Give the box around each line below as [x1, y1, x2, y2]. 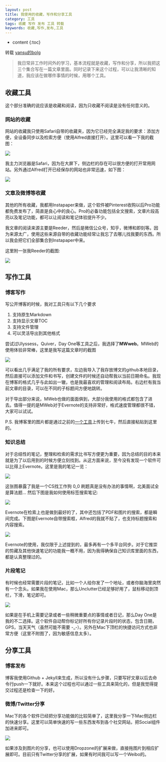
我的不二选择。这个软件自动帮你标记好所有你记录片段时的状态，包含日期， [5, 618, 157, 624]
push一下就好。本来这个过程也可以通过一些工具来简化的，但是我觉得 [13, 681, 154, 687]
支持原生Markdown [12, 312, 52, 318]
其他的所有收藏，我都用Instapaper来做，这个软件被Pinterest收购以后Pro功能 [5, 202, 161, 208]
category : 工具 [5, 16, 35, 21]
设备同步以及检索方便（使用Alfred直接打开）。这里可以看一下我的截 [18, 134, 154, 140]
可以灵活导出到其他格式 [12, 330, 60, 336]
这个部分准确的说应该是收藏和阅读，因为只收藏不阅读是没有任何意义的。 [5, 102, 152, 108]
